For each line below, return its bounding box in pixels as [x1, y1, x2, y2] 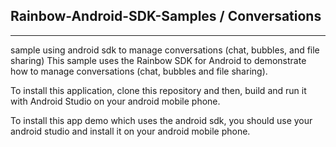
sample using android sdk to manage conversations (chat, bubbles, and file [10, 44, 320, 56]
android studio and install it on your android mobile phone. [10, 125, 251, 137]
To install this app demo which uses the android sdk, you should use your [10, 114, 313, 126]
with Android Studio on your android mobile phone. [10, 95, 221, 107]
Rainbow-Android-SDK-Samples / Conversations [10, 8, 322, 25]
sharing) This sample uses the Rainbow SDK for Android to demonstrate [10, 54, 307, 66]
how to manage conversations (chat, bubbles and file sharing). [10, 65, 268, 77]
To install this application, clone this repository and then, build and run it [10, 84, 307, 96]
